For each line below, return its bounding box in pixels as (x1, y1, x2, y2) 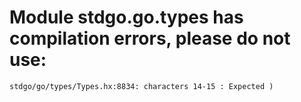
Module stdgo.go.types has (9, 6, 244, 29)
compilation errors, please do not (9, 27, 291, 50)
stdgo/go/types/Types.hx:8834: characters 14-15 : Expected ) (9, 81, 274, 91)
